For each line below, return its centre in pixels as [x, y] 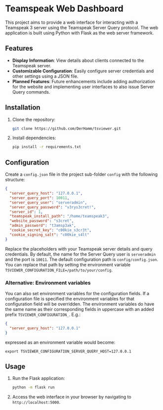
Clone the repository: [34, 119]
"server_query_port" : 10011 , [40, 198]
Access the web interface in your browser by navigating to [72, 397]
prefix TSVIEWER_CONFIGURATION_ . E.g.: [43, 314]
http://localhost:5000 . [36, 402]
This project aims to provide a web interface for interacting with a [72, 22]
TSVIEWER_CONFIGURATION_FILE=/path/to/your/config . [59, 270]
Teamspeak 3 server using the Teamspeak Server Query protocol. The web [82, 27]
